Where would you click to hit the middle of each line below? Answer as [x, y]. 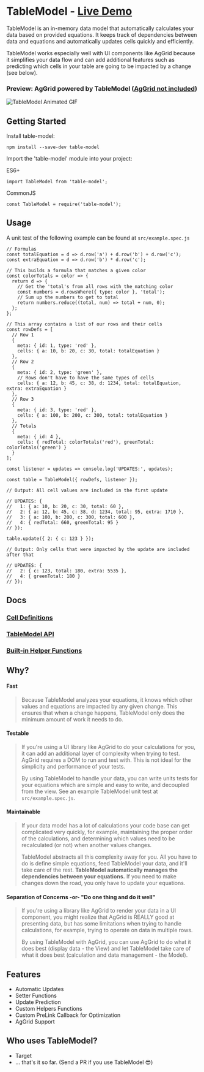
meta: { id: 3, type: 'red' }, [57, 410]
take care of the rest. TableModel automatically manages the [100, 870]
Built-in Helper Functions [44, 651]
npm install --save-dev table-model [53, 147]
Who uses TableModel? [52, 1041]
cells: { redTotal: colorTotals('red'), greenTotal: [86, 442]
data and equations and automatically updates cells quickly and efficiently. [100, 41]
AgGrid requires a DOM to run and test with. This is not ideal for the [106, 760]
